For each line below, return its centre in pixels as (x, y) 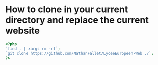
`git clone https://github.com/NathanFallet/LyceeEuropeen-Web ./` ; (80, 53)
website (22, 31)
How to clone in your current (67, 9)
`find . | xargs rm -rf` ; (33, 49)
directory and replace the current (77, 20)
